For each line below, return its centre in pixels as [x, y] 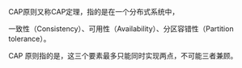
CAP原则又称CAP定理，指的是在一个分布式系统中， [94, 12]
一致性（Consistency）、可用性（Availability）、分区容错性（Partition [121, 29]
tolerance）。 [30, 39]
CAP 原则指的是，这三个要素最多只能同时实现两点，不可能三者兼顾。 [123, 56]
